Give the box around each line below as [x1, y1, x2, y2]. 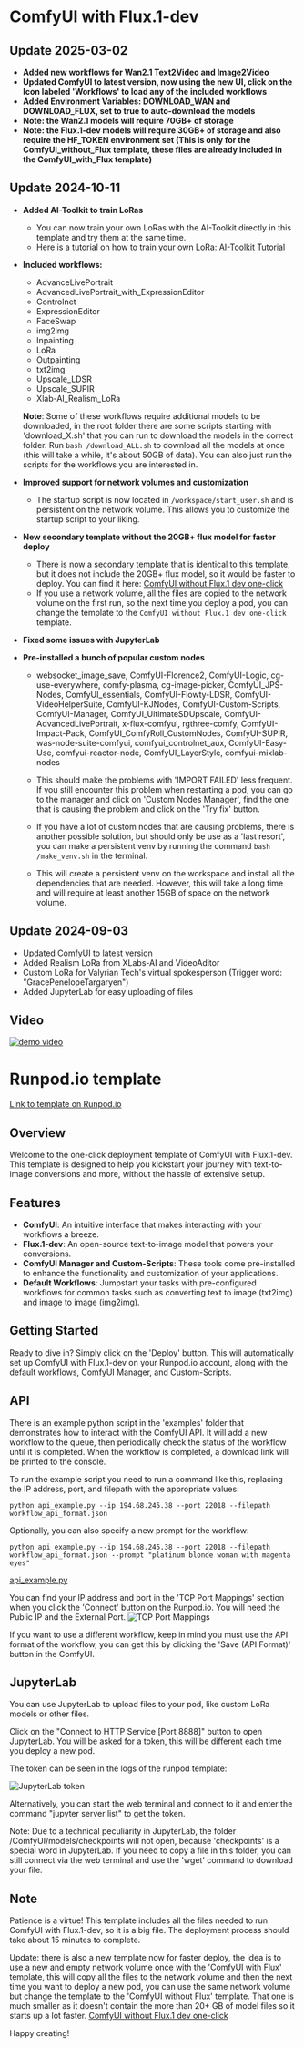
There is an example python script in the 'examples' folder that [9, 1417, 244, 1428]
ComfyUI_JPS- [228, 679, 284, 690]
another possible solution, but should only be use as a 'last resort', [35, 831, 286, 842]
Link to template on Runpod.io [9, 1099, 122, 1110]
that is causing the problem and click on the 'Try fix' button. [35, 804, 260, 814]
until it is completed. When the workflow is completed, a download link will [9, 1446, 289, 1457]
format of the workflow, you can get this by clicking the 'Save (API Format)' [9, 1638, 291, 1650]
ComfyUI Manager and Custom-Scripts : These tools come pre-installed [22, 1258, 296, 1268]
